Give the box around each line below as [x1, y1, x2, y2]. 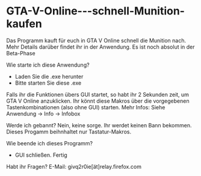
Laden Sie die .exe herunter [14, 73, 84, 80]
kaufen [6, 17, 42, 31]
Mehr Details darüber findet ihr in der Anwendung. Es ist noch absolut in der [6, 43, 195, 50]
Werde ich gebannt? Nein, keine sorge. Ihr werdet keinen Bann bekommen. [6, 121, 192, 129]
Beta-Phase [6, 49, 36, 56]
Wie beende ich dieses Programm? [6, 139, 93, 147]
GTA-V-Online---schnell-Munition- [6, 4, 185, 18]
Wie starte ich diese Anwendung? [6, 61, 90, 68]
